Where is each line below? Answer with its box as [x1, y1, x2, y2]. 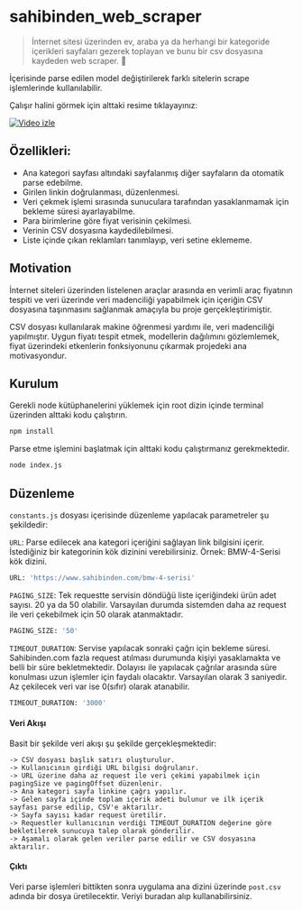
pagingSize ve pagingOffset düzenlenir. [9, 778, 164, 788]
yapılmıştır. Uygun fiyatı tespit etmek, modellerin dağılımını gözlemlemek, [9, 331, 279, 342]
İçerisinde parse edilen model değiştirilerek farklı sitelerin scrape [9, 72, 250, 83]
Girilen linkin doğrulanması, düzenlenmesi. [22, 187, 180, 198]
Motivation [9, 261, 72, 276]
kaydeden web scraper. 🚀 [31, 55, 127, 66]
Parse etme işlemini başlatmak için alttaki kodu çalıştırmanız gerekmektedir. [9, 444, 290, 455]
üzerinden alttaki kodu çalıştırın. [9, 409, 128, 420]
